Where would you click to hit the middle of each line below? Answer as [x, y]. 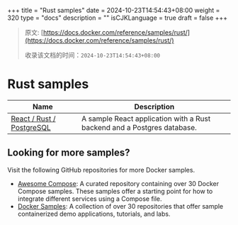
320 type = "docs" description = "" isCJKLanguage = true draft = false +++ [118, 18]
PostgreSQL [31, 127]
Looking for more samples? [69, 153]
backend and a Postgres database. [139, 127]
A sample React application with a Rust [146, 119]
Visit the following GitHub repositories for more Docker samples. [101, 170]
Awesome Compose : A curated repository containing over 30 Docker [118, 183]
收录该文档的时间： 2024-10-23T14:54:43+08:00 [92, 55]
